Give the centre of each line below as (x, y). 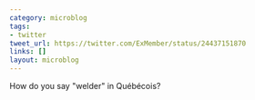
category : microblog (49, 18)
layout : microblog (44, 60)
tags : (20, 26)
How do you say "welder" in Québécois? (85, 86)
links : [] (28, 52)
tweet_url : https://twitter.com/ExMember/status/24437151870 (128, 43)
